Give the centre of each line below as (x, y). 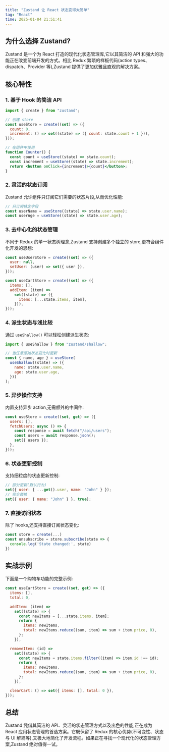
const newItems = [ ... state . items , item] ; (64, 616)
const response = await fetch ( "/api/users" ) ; (63, 431)
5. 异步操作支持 (24, 395)
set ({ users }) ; (32, 440)
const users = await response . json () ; (55, 436)
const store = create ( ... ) (34, 534)
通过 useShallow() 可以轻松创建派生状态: (47, 335)
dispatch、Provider (25, 67)
